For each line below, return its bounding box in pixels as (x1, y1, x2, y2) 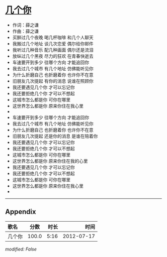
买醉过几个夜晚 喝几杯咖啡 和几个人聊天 (12, 34, 93, 40)
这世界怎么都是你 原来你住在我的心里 (12, 158, 88, 164)
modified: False (5, 246, 37, 252)
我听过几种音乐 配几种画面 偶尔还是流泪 (12, 47, 93, 53)
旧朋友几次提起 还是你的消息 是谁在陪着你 (12, 133, 98, 139)
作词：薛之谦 (12, 22, 39, 28)
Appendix (5, 208, 36, 216)
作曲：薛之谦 (12, 28, 39, 34)
